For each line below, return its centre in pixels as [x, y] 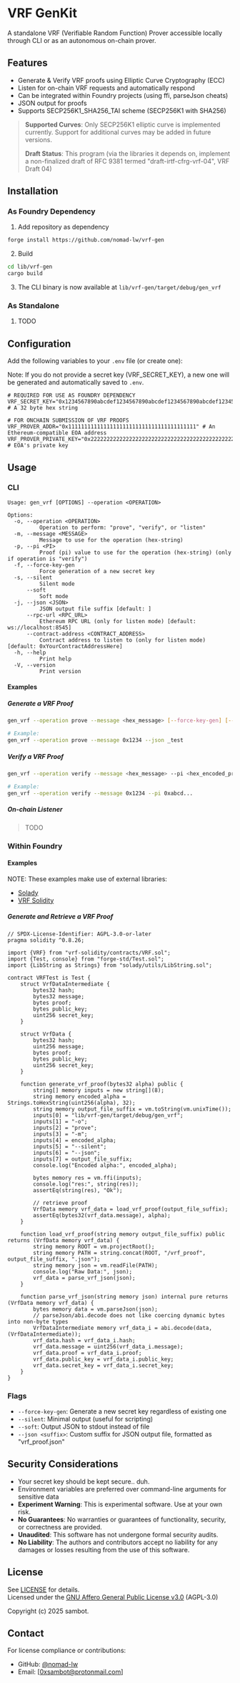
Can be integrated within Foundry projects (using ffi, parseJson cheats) [123, 95]
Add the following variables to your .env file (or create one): [95, 361]
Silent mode [57, 584]
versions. [38, 139]
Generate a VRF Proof [40, 704]
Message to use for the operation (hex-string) [111, 540]
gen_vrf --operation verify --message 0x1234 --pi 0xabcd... [100, 793]
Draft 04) [38, 169]
